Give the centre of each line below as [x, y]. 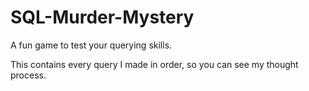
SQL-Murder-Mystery [102, 17]
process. [28, 75]
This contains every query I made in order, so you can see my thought [154, 64]
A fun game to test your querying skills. [91, 45]
